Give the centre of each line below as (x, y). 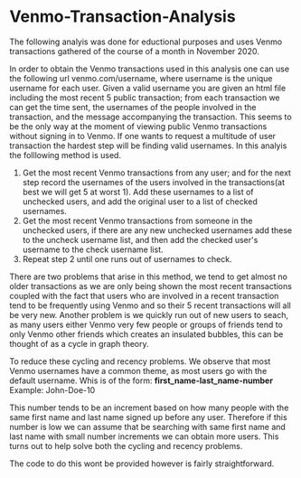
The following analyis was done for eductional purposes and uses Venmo (146, 42)
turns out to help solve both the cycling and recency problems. (126, 445)
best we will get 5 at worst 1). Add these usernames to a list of (138, 192)
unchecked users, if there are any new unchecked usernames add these (157, 230)
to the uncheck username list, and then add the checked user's (140, 239)
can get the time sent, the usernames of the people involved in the (133, 107)
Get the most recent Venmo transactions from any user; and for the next (157, 173)
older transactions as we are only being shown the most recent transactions (150, 286)
